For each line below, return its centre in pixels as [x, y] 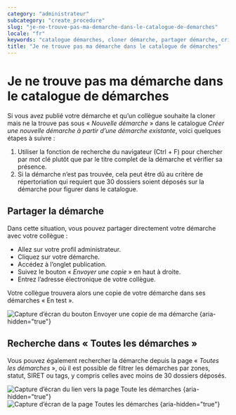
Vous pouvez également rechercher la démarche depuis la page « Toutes [113, 360]
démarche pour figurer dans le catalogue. [78, 189]
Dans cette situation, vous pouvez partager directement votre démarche [112, 228]
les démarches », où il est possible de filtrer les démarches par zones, [109, 368]
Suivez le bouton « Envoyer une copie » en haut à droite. [99, 272]
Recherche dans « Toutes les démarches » [103, 344]
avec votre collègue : [38, 236]
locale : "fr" [26, 33]
